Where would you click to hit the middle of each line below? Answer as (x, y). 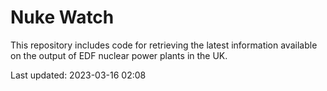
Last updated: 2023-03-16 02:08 (78, 75)
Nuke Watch (62, 17)
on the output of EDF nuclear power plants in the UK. (119, 55)
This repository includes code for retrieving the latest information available (164, 45)
